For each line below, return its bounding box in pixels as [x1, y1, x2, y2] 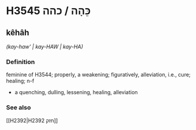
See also [6, 104, 31, 112]
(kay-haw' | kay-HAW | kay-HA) [6, 43, 83, 50]
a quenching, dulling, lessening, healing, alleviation [14, 89, 138, 96]
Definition [6, 58, 35, 66]
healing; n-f [6, 78, 35, 85]
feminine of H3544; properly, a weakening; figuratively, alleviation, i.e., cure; [6, 71, 191, 78]
